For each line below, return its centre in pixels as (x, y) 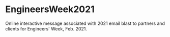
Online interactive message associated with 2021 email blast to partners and (85, 23)
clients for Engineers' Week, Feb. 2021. (46, 28)
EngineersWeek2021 (50, 9)
